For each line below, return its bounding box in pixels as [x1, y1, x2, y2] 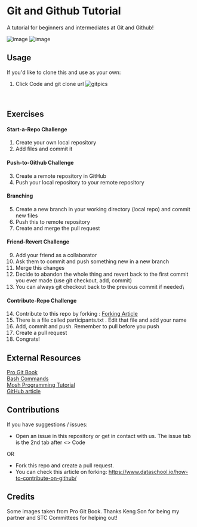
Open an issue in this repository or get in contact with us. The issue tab [15, 432, 191, 439]
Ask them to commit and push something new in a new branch [15, 258, 170, 265]
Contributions [7, 405, 60, 415]
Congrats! [15, 335, 41, 343]
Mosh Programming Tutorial [7, 381, 75, 389]
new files [15, 212, 38, 219]
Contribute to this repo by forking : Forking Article [15, 310, 138, 318]
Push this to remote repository [15, 218, 90, 225]
